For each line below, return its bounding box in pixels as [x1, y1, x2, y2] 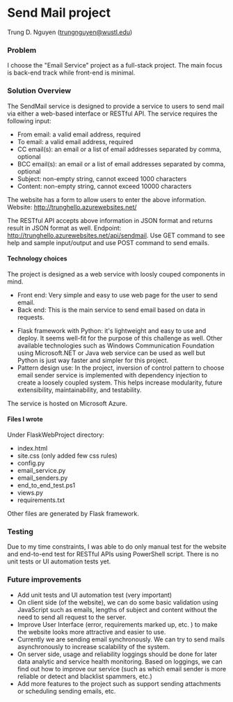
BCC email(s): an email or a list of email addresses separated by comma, [17, 159, 226, 168]
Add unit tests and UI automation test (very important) [17, 591, 172, 599]
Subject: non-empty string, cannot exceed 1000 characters [17, 174, 187, 182]
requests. [17, 313, 45, 321]
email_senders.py [17, 474, 68, 482]
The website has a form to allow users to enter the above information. [7, 195, 207, 203]
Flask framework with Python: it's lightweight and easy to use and [17, 326, 207, 335]
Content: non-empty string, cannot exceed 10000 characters [17, 182, 192, 190]
